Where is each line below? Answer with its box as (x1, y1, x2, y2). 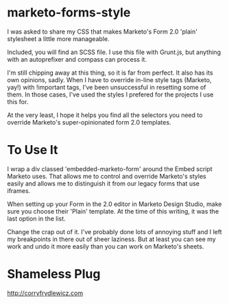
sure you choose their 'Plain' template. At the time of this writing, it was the (7, 207, 219, 215)
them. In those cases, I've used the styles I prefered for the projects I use (7, 90, 214, 99)
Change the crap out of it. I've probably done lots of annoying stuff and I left (7, 227, 222, 236)
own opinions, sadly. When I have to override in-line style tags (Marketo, (7, 75, 212, 84)
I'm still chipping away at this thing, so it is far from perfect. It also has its (7, 68, 214, 77)
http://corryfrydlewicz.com (7, 289, 84, 297)
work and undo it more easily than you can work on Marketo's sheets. (7, 242, 204, 251)
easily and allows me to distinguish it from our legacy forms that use (7, 179, 200, 188)
